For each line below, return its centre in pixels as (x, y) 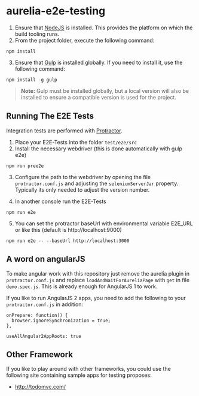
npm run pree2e (25, 166)
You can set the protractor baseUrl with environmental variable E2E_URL (104, 223)
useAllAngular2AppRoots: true (44, 336)
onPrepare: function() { (37, 315)
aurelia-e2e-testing (56, 11)
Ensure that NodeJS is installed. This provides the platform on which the (104, 28)
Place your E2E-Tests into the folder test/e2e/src (76, 142)
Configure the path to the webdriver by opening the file (83, 177)
